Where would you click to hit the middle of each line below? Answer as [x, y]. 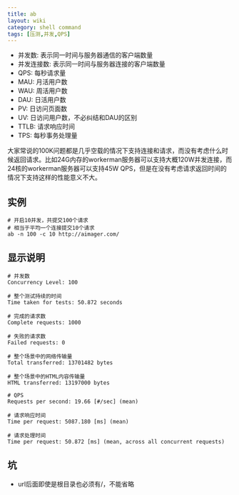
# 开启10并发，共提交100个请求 [48, 221]
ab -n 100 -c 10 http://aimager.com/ [63, 234]
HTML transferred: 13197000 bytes [59, 383]
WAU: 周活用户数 [42, 91]
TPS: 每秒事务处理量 [47, 136]
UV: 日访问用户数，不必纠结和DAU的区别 [77, 118]
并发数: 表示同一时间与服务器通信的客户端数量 [85, 55]
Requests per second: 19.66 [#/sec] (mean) [73, 401]
